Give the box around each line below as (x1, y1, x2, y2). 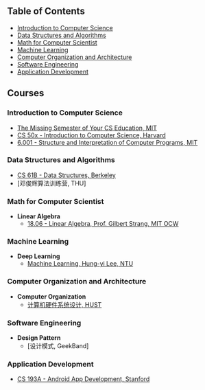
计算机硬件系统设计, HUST (27, 300, 102, 308)
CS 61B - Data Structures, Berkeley (16, 171, 117, 179)
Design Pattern (16, 333, 61, 342)
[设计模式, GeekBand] (27, 341, 89, 349)
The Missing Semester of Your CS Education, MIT (16, 124, 158, 132)
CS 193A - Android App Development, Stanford (16, 375, 150, 383)
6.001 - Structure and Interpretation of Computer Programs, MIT (16, 138, 198, 146)
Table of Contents (7, 5, 86, 17)
